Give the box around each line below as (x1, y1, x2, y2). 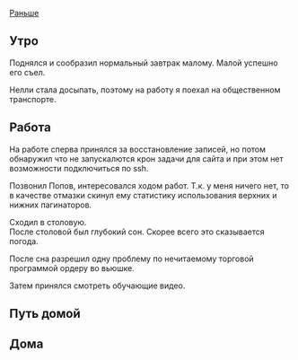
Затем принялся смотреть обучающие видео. (9, 280, 186, 291)
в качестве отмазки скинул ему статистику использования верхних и (9, 189, 277, 200)
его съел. (9, 66, 46, 77)
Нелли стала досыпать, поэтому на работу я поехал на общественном (9, 84, 281, 95)
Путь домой (9, 306, 81, 321)
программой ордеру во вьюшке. (9, 262, 135, 273)
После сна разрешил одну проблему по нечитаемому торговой (9, 253, 254, 264)
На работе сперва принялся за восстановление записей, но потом (9, 144, 267, 154)
